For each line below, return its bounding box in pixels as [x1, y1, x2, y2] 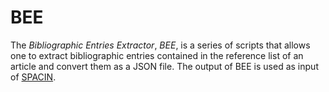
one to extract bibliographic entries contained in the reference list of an [10, 49, 304, 61]
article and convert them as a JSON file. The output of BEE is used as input [10, 60, 319, 72]
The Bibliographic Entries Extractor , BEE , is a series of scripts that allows [10, 39, 311, 51]
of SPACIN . [10, 71, 57, 83]
